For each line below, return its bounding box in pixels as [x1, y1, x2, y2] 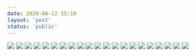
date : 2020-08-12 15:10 [7, 10, 77, 17]
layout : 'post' [7, 17, 52, 24]
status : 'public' [7, 23, 58, 30]
